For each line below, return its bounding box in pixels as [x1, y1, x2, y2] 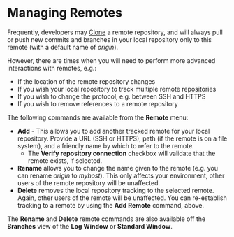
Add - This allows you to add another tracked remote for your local [17, 127, 210, 135]
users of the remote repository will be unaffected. [17, 178, 161, 187]
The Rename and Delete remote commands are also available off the [7, 215, 206, 223]
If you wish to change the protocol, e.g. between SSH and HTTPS [17, 92, 206, 101]
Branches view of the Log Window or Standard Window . [7, 222, 173, 230]
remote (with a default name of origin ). [7, 43, 119, 51]
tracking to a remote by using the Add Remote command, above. [17, 201, 205, 209]
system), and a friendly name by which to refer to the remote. [17, 141, 194, 150]
